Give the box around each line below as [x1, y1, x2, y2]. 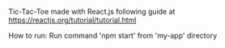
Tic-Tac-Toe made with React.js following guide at [8, 7, 176, 16]
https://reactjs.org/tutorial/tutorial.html [8, 15, 137, 25]
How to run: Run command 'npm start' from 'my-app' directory [8, 31, 218, 40]
